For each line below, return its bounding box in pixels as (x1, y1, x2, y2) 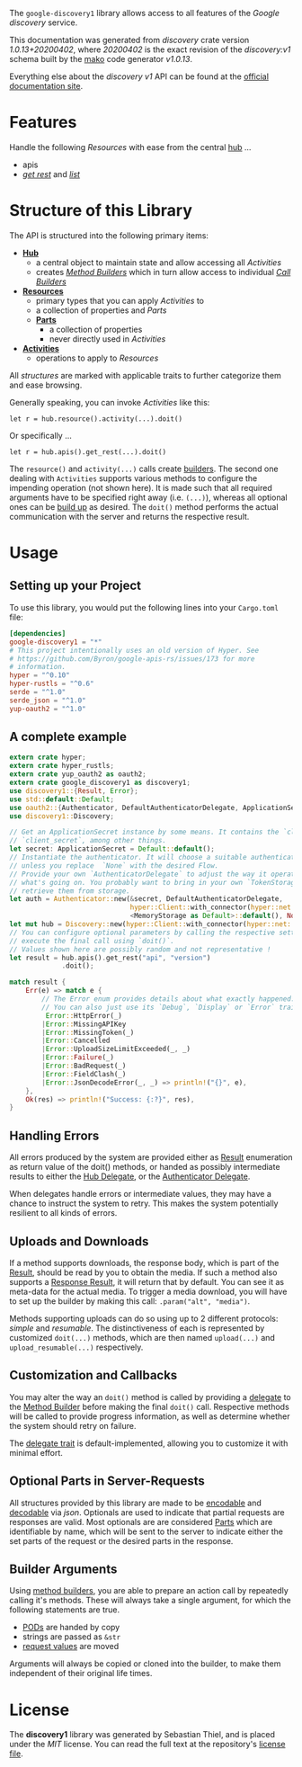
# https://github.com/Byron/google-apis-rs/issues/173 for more (9, 654, 255, 664)
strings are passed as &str (22, 1631, 121, 1642)
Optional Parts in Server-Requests (9, 1474, 205, 1489)
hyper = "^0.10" (9, 671, 70, 680)
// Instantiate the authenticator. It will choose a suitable (9, 853, 247, 862)
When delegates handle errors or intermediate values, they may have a (9, 1189, 272, 1200)
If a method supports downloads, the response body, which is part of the (9, 1257, 280, 1268)
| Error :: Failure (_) (41, 1053, 115, 1062)
